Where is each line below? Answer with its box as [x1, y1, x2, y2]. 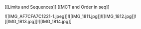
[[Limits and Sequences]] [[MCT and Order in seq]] [4, 4, 110, 10]
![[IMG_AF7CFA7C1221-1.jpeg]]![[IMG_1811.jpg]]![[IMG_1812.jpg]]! [4, 14, 137, 19]
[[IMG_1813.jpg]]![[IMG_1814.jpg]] [4, 19, 72, 24]
